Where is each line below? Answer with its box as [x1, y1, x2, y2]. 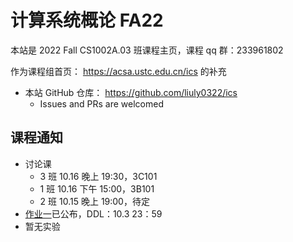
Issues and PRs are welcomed [39, 97, 164, 110]
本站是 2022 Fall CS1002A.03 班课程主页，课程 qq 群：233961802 [10, 44, 284, 56]
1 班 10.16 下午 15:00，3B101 [39, 182, 155, 195]
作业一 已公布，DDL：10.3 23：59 [24, 207, 163, 220]
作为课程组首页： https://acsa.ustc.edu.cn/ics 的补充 [10, 65, 227, 77]
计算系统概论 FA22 [10, 9, 164, 32]
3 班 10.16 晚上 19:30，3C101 [39, 170, 158, 182]
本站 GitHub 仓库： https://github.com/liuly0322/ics [24, 86, 238, 98]
